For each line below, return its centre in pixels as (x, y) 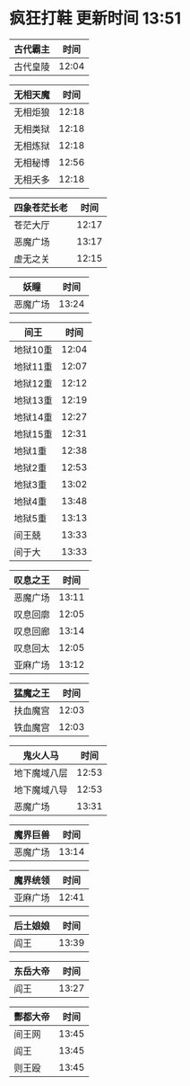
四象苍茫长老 (41, 208)
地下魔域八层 (41, 772)
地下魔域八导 (41, 789)
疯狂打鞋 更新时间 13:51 (95, 18)
